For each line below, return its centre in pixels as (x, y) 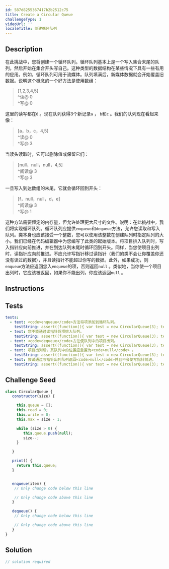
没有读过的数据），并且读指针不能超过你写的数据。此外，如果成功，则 (77, 260)
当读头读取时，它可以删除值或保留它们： (47, 154)
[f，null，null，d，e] (39, 199)
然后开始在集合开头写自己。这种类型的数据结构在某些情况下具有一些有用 (89, 68)
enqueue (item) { (29, 484)
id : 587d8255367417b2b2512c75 (37, 10)
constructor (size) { (33, 396)
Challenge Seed (31, 380)
